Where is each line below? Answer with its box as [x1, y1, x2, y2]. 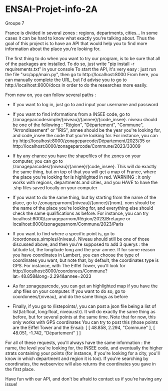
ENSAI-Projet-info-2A [5, 4, 98, 15]
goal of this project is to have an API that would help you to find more [5, 40, 147, 46]
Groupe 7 [5, 20, 24, 26]
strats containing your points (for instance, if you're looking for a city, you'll [5, 350, 160, 356]
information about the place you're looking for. [5, 46, 101, 52]
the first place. [5, 366, 35, 372]
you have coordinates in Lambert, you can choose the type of [12, 252, 139, 258]
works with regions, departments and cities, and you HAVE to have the [12, 179, 158, 185]
